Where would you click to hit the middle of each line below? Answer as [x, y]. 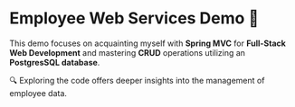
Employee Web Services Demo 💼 [134, 18]
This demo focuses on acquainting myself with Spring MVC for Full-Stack [148, 43]
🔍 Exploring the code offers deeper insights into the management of [137, 80]
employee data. [38, 93]
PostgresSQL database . [55, 62]
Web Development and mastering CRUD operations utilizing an [128, 52]
